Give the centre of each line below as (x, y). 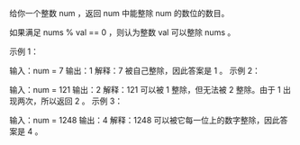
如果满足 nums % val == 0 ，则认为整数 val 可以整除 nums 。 (123, 32)
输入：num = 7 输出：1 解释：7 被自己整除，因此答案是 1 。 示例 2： (135, 71)
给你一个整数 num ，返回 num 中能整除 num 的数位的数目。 (119, 13)
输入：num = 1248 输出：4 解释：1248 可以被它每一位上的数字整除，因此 (145, 120)
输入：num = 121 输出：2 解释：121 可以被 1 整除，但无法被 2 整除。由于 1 (145, 90)
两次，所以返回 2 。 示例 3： (70, 101)
